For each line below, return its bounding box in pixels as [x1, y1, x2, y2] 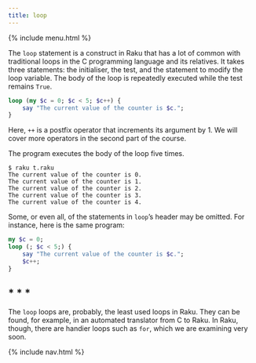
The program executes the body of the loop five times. [8, 149, 185, 158]
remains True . [8, 82, 53, 91]
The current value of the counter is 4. [8, 198, 143, 206]
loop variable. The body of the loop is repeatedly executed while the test [8, 73, 243, 82]
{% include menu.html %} [8, 33, 92, 42]
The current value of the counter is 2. [8, 185, 143, 193]
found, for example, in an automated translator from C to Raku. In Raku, [8, 315, 239, 325]
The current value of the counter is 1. [8, 178, 143, 186]
